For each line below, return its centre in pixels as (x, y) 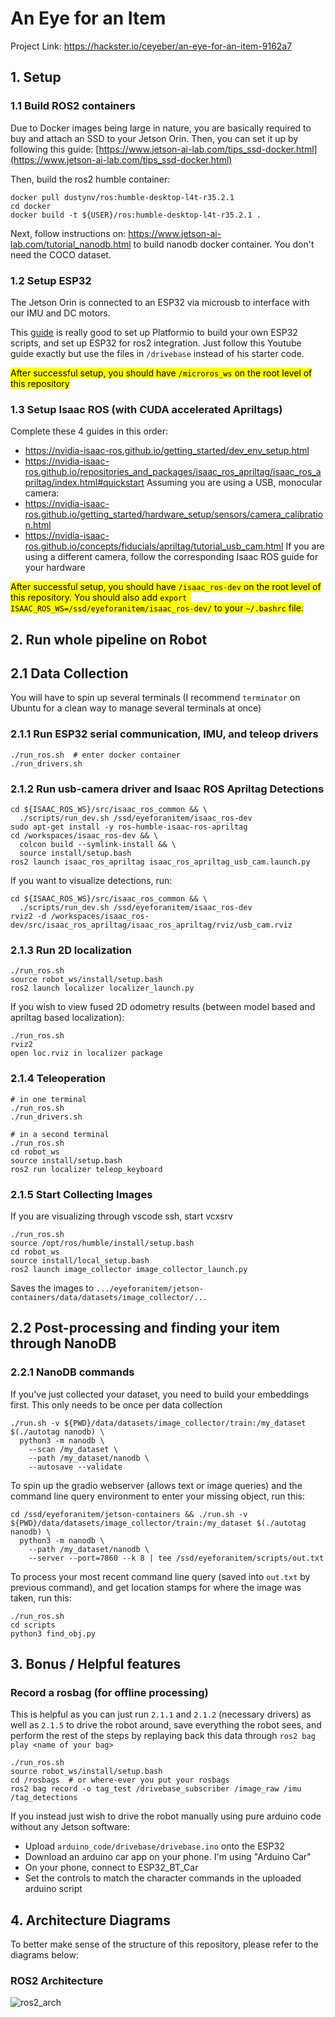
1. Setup (36, 77)
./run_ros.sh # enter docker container (96, 755)
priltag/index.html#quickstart (84, 483)
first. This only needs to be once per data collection (116, 1404)
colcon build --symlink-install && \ (98, 845)
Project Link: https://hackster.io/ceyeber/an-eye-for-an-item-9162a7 (151, 46)
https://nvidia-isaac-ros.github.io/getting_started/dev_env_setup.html (167, 451)
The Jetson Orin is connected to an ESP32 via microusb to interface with (160, 302)
